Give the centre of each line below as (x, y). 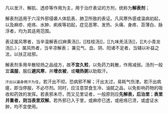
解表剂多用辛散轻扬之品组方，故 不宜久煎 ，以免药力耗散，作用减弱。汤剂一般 (84, 65)
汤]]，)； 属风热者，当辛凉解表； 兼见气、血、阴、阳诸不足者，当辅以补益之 (82, 48)
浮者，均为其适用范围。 (29, 31)
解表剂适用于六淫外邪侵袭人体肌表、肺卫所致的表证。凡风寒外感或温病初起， (84, 18)
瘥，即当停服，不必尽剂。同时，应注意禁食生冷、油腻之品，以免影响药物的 (82, 88)
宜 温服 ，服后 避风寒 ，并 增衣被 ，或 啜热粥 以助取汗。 (58, 71)
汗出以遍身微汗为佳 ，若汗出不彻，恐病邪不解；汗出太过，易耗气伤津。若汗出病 (83, 81)
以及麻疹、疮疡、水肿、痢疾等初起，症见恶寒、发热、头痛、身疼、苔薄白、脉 (84, 25)
